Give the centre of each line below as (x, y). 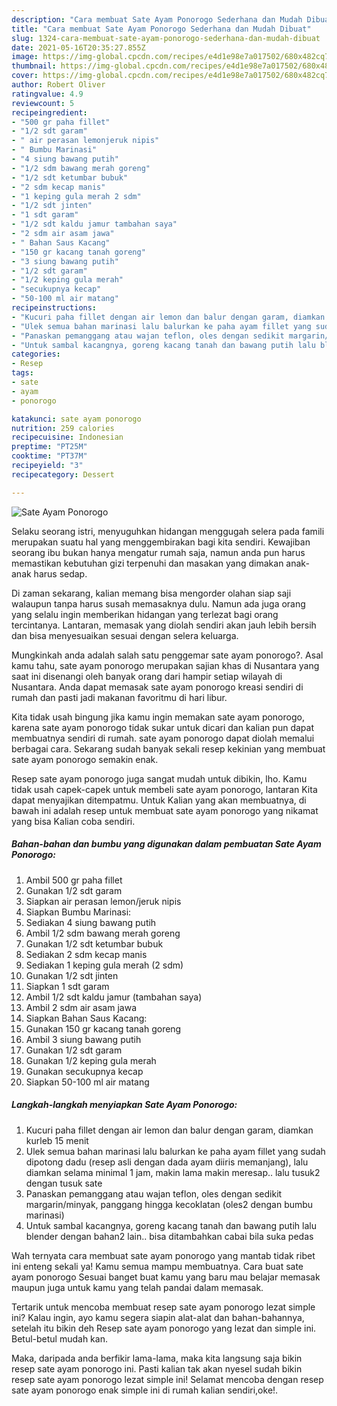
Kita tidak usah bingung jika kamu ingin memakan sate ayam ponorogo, (158, 717)
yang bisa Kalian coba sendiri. (73, 821)
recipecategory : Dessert (63, 474)
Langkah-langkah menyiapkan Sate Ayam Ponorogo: (124, 1105)
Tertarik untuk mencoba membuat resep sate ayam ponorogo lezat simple (163, 1307)
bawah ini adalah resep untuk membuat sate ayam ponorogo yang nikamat (165, 810)
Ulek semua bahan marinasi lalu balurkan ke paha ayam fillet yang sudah (175, 1151)
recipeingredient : (49, 112)
